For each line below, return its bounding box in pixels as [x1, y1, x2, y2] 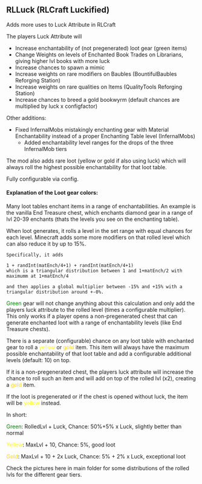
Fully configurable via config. [6, 175, 79, 183]
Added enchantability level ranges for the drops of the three [24, 139, 174, 146]
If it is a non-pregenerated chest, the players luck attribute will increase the [6, 368, 194, 375]
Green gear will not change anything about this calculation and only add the [6, 300, 195, 307]
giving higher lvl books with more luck [15, 57, 110, 64]
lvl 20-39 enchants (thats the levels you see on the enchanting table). [6, 215, 180, 223]
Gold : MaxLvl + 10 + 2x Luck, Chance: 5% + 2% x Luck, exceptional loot [6, 453, 186, 460]
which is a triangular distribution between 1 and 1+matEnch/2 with [6, 268, 183, 274]
